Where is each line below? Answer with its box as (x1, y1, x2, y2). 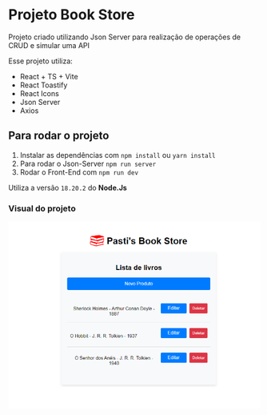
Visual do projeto (8, 203, 76, 214)
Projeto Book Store (8, 6, 135, 24)
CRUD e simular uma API (8, 40, 90, 50)
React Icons (19, 88, 60, 98)
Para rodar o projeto (8, 129, 110, 143)
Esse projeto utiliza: (8, 56, 74, 66)
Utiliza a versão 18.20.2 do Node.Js (8, 183, 128, 192)
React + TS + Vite (19, 71, 78, 81)
